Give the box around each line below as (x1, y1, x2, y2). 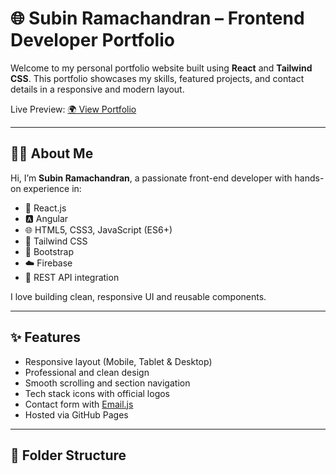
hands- (294, 172, 325, 184)
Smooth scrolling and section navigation (24, 377, 191, 389)
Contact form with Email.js (24, 398, 134, 410)
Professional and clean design (24, 366, 150, 378)
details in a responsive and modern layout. (10, 83, 185, 95)
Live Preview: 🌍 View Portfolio (10, 103, 137, 115)
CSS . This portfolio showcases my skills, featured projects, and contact (10, 72, 305, 84)
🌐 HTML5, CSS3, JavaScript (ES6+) (24, 223, 173, 236)
